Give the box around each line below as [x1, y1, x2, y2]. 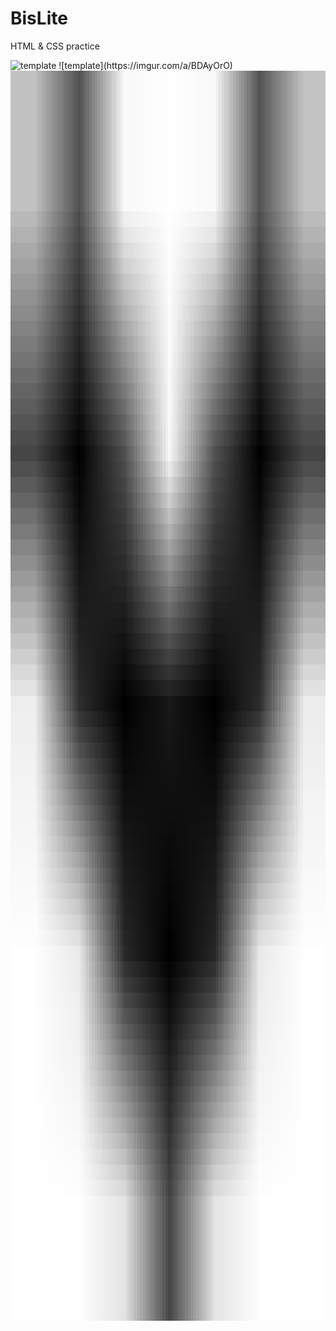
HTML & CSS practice [10, 40, 100, 52]
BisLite [10, 7, 68, 30]
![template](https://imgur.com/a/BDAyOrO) [58, 59, 233, 71]
